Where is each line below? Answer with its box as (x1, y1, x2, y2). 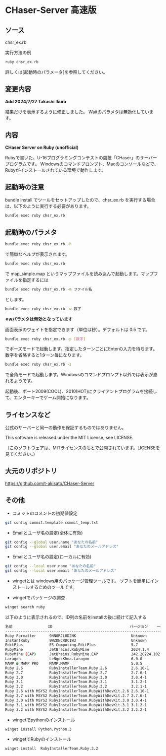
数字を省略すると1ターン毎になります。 (5, 352, 84, 358)
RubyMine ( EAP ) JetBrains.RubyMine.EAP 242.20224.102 (5, 652, 161, 657)
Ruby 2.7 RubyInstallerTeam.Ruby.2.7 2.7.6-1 (5, 670, 147, 675)
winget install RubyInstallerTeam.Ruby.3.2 (5, 746, 98, 751)
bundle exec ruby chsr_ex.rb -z (5, 362, 72, 367)
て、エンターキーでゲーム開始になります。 (5, 395, 91, 401)
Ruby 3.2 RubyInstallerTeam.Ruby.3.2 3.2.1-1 (5, 684, 147, 689)
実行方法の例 (5, 50, 31, 55)
